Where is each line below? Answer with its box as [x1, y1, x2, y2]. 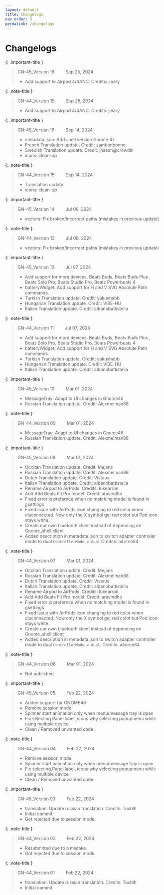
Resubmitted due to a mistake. [24, 845, 87, 851]
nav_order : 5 [5, 16, 32, 21]
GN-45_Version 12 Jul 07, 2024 [17, 264, 91, 270]
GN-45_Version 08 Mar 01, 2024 [17, 455, 94, 461]
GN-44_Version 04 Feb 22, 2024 [17, 746, 95, 752]
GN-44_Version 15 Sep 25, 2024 [17, 98, 94, 104]
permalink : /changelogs [5, 21, 55, 26]
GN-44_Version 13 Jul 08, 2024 [17, 235, 92, 241]
